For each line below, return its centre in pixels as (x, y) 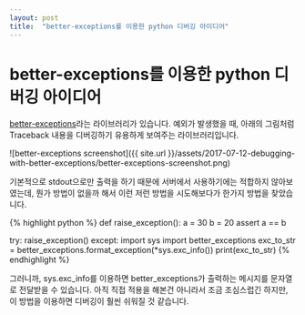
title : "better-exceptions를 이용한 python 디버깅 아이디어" (119, 26)
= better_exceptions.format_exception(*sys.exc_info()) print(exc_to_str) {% (149, 250)
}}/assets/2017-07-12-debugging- (232, 153)
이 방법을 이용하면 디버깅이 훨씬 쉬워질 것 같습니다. (99, 301)
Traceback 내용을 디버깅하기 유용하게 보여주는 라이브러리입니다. (124, 135)
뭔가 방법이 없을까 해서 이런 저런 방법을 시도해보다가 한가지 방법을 (152, 193)
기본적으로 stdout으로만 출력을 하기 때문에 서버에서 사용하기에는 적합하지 (139, 182)
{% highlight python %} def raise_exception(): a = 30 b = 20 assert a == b (148, 223)
